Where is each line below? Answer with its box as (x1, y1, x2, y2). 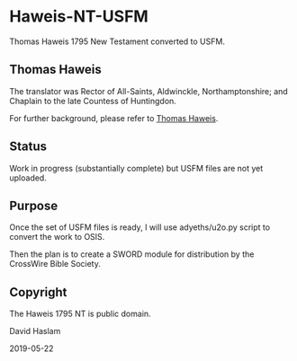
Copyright (9, 285, 67, 300)
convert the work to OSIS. (9, 232, 105, 242)
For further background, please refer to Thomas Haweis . (9, 112, 219, 123)
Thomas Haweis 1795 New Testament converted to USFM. (9, 36, 225, 47)
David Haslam (9, 326, 61, 337)
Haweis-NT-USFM (9, 6, 148, 27)
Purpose (9, 198, 58, 213)
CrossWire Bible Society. (9, 259, 101, 269)
